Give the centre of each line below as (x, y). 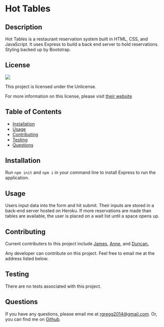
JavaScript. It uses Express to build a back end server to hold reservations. (82, 44)
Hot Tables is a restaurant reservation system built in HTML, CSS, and (77, 39)
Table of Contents (34, 112)
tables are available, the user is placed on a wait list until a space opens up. (82, 216)
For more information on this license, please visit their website (69, 96)
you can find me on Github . (33, 319)
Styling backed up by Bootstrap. (38, 50)
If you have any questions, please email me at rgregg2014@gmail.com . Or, (81, 314)
